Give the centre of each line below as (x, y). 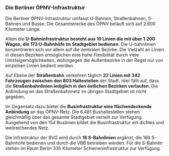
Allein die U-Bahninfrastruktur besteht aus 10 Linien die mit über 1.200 (80, 39)
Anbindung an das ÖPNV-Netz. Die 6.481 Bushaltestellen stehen (73, 112)
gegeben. (15, 97)
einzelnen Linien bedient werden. (40, 66)
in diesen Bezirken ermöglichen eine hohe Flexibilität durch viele (72, 55)
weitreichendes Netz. (27, 128)
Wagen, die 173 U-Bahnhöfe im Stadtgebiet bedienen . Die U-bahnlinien (81, 44)
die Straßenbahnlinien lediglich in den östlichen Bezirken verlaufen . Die (82, 86)
